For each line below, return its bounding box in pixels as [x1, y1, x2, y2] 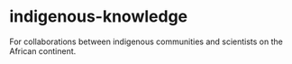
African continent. [9, 45, 77, 56]
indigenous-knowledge [9, 6, 187, 27]
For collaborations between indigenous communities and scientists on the [9, 36, 284, 47]
